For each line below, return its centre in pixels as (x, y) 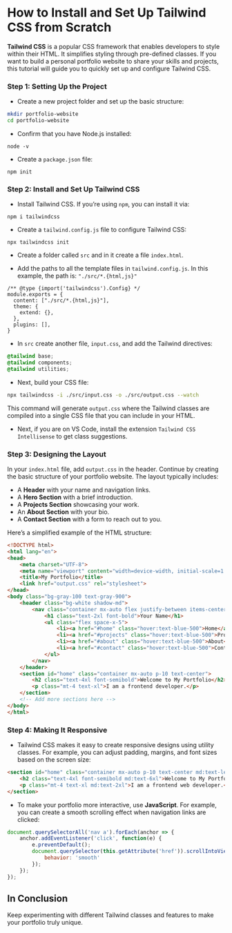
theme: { (26, 307)
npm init (20, 172)
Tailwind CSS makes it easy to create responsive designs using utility (115, 745)
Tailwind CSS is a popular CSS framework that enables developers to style (114, 46)
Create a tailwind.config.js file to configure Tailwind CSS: (101, 230)
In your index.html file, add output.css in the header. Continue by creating (113, 469)
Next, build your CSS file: (53, 382)
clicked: (28, 819)
